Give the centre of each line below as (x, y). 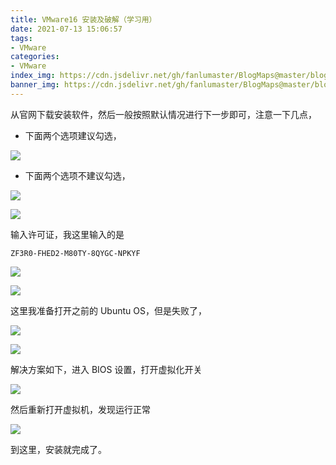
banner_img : (35, 85)
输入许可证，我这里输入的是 (67, 234)
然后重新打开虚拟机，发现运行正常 (80, 409)
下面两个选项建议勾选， (73, 135)
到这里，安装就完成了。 (58, 449)
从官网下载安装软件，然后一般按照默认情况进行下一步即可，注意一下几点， (163, 114)
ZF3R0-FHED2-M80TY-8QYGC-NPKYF (75, 253)
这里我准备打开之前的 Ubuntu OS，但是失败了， (108, 310)
